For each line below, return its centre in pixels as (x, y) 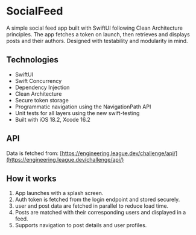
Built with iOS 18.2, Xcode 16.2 (52, 119)
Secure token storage (42, 100)
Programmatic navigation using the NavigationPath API (83, 107)
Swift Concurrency (38, 81)
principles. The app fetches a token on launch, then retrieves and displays (98, 34)
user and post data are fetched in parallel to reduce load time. (92, 206)
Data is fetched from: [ (34, 153)
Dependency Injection (42, 87)
